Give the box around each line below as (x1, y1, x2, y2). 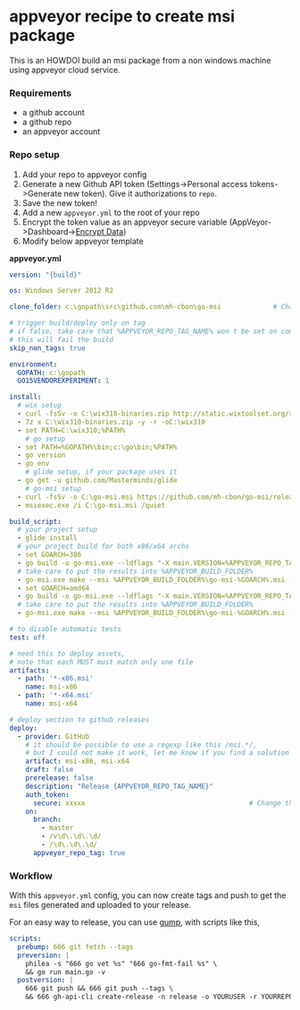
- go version (17, 450, 66, 460)
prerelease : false (25, 774, 94, 783)
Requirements (9, 87, 72, 99)
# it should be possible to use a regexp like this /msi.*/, (25, 740, 257, 749)
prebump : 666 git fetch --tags (17, 942, 134, 951)
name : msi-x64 (25, 699, 78, 708)
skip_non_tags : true (9, 343, 87, 353)
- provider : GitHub (17, 732, 90, 740)
